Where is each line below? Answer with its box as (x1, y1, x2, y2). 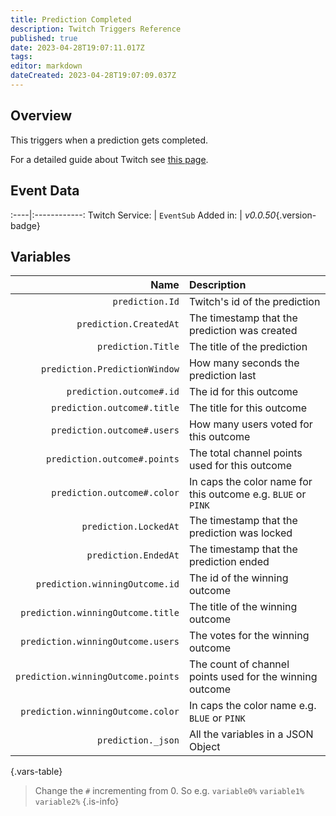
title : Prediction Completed (10, 14, 132, 25)
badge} (10, 219, 41, 231)
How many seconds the (188, 356, 300, 370)
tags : (10, 52, 33, 62)
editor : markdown (10, 61, 83, 71)
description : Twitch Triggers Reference (10, 24, 182, 34)
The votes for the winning (188, 629, 310, 643)
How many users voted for (188, 417, 313, 431)
